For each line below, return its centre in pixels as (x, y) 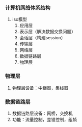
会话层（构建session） (42, 38)
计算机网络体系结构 (28, 7)
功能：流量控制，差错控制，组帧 (44, 119)
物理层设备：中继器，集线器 (40, 88)
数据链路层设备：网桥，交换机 (42, 113)
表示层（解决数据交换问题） (48, 32)
